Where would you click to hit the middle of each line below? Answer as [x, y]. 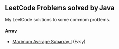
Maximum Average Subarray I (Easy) [49, 42]
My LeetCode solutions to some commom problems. [58, 19]
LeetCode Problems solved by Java [60, 8]
